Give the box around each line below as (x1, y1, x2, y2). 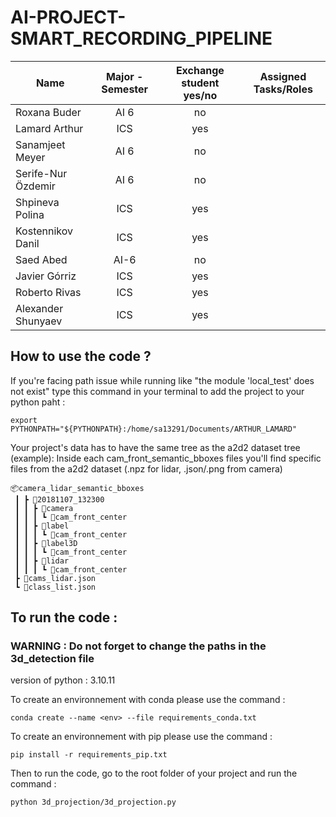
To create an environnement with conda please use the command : (10, 694, 286, 706)
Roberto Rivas (15, 285, 82, 299)
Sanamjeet (15, 137, 66, 151)
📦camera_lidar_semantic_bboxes (10, 483, 145, 493)
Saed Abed (15, 252, 68, 266)
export (10, 415, 38, 425)
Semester (101, 82, 149, 96)
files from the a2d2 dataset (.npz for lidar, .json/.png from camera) (10, 462, 283, 475)
